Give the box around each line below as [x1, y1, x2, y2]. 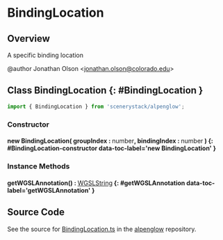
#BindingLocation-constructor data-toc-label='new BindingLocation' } [7, 144, 217, 152]
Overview [7, 33, 51, 45]
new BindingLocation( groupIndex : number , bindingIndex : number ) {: [7, 137, 214, 145]
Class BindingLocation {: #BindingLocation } [7, 85, 204, 97]
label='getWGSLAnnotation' [7, 186, 91, 194]
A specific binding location [7, 51, 84, 59]
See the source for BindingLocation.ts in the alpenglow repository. [7, 225, 197, 233]
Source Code [7, 207, 65, 218]
